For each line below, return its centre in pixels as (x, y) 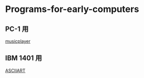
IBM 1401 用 (24, 58)
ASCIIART (16, 70)
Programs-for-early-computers (72, 9)
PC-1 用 (17, 29)
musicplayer (18, 41)
